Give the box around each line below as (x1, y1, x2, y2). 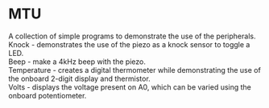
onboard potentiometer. (8, 90, 87, 100)
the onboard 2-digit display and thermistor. (8, 74, 151, 83)
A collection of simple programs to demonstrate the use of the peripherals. (8, 31, 256, 41)
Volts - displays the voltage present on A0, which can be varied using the (8, 82, 252, 92)
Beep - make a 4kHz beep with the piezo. (8, 57, 147, 66)
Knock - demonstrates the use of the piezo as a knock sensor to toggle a (8, 39, 250, 49)
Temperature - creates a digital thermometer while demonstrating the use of (8, 65, 262, 74)
